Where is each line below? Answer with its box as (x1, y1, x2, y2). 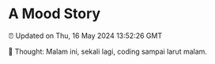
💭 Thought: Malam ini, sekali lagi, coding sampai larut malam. (8, 47, 208, 56)
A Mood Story (8, 5, 101, 23)
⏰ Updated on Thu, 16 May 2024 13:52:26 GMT (8, 31, 163, 40)
